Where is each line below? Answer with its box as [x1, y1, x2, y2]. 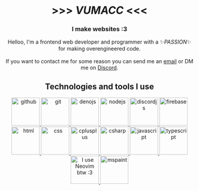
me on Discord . [80, 64, 119, 72]
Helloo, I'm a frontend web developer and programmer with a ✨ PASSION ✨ [7, 38, 192, 45]
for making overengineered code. [58, 45, 141, 53]
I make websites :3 [71, 25, 128, 33]
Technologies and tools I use [44, 81, 155, 91]
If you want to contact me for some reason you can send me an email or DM [5, 58, 194, 65]
